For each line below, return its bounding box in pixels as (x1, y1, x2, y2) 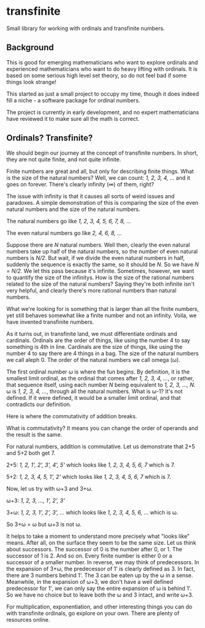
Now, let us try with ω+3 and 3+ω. (6, 484, 93, 492)
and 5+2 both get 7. (6, 449, 56, 456)
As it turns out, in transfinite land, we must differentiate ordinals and (6, 330, 177, 337)
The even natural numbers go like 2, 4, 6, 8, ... (6, 229, 122, 237)
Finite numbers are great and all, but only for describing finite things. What (6, 167, 194, 175)
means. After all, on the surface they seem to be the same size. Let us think (6, 538, 196, 546)
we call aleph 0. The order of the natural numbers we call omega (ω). (6, 356, 181, 363)
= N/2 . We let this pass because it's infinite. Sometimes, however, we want (6, 267, 195, 274)
